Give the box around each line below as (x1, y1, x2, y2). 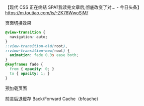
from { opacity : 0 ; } (9, 67, 55, 71)
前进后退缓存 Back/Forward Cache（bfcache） (5, 96, 101, 102)
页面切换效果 (5, 20, 31, 26)
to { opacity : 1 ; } (9, 71, 50, 76)
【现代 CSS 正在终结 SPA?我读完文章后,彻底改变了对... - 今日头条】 (5, 4, 142, 10)
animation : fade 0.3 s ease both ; (9, 53, 79, 58)
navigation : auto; (9, 34, 48, 39)
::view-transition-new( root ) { (5, 48, 70, 53)
